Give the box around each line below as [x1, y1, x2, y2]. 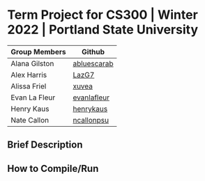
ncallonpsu [73, 115, 109, 125]
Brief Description [7, 139, 83, 151]
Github [81, 47, 105, 56]
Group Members [10, 47, 66, 56]
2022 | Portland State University [7, 22, 199, 38]
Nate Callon [10, 115, 50, 125]
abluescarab [73, 58, 114, 68]
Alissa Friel [10, 81, 47, 90]
